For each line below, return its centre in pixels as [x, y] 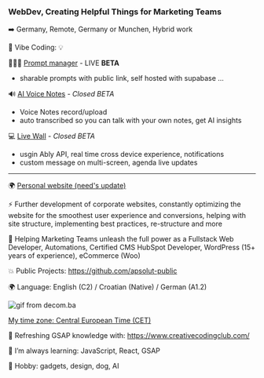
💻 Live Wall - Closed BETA [52, 136]
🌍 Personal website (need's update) [67, 186]
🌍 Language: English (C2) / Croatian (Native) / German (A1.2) [108, 287]
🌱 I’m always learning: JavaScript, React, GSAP [84, 351]
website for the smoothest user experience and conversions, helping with [127, 216]
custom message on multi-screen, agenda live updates [108, 162]
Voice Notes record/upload [63, 112]
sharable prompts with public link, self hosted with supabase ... [121, 78]
